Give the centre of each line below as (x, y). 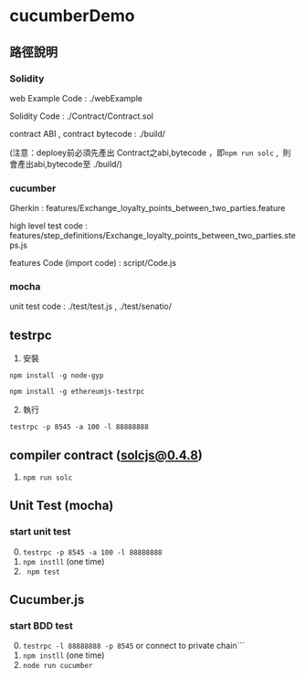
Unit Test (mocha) (62, 506)
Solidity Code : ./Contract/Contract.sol (81, 116)
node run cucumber (58, 666)
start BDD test (41, 626)
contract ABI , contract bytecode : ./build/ (88, 133)
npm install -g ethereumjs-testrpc (77, 392)
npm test (44, 572)
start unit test (40, 532)
